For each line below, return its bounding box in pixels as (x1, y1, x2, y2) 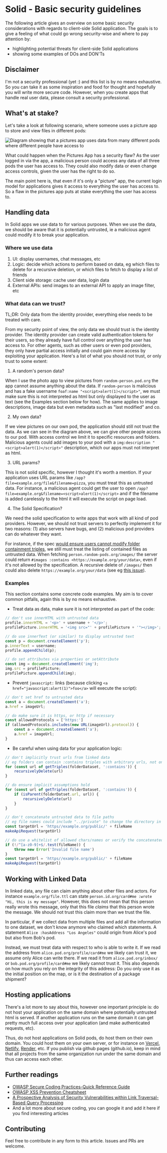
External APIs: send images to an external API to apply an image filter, (12, 282, 156, 288)
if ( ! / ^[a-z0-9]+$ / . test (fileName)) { (5, 842, 85, 847)
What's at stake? (5, 109, 59, 118)
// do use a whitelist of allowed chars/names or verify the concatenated (5, 838, 164, 843)
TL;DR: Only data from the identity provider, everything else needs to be (5, 311, 153, 317)
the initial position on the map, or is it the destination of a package (5, 971, 140, 977)
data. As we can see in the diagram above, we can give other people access (5, 428, 162, 435)
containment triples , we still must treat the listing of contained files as (5, 546, 148, 552)
